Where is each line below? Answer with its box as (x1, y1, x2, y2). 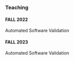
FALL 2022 (5, 16, 28, 22)
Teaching (5, 4, 28, 11)
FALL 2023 (5, 39, 28, 45)
